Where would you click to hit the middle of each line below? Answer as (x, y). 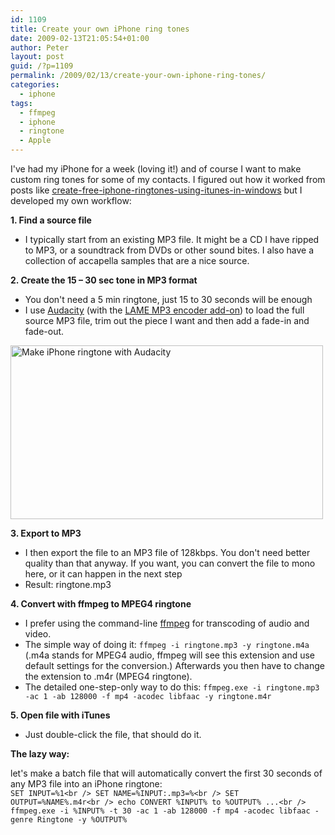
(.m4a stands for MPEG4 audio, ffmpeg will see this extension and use (170, 655)
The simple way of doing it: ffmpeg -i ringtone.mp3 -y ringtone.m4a (167, 644)
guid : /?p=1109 (42, 66)
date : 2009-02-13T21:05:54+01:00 (80, 38)
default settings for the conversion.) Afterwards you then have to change (174, 665)
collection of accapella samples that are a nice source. (137, 260)
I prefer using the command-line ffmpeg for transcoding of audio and (167, 623)
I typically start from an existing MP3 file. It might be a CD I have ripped (172, 239)
